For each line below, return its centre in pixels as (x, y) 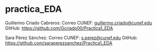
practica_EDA (34, 9)
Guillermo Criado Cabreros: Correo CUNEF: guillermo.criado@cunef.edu (78, 23)
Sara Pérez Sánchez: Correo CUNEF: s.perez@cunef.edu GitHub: (71, 38)
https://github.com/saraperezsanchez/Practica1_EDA (59, 43)
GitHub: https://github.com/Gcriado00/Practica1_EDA (59, 28)
